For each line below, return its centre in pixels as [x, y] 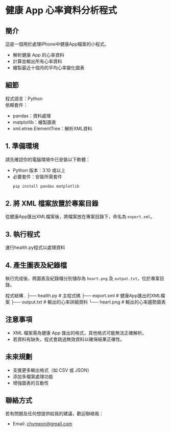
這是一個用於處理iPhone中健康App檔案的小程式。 [57, 44]
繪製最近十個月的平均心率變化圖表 [48, 68]
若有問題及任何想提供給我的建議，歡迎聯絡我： [54, 414]
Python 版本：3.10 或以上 [39, 170]
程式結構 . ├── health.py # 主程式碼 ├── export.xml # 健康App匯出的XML [83, 295]
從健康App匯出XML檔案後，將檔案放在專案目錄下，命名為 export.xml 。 [80, 217]
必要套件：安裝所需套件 [37, 176]
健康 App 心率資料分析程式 [61, 10]
